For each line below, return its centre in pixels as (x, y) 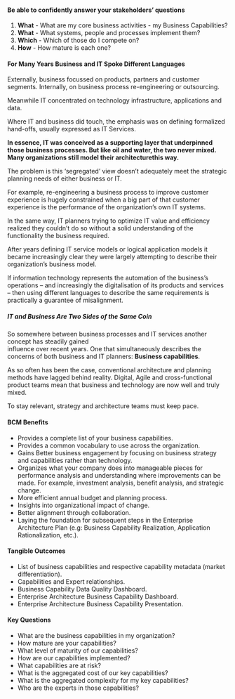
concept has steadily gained (48, 341)
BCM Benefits (28, 422)
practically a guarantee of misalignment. (66, 300)
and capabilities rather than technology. (75, 460)
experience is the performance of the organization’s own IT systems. (106, 207)
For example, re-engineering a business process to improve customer (108, 192)
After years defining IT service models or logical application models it (108, 249)
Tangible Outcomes (36, 551)
